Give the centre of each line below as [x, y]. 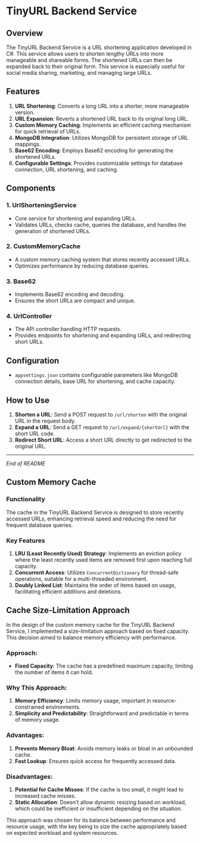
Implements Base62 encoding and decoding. [70, 295]
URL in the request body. [45, 421]
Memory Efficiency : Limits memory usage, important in [83, 701]
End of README [26, 464]
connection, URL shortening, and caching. [66, 169]
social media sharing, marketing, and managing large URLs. [79, 73]
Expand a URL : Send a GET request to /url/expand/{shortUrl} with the [102, 427]
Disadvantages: [29, 776]
